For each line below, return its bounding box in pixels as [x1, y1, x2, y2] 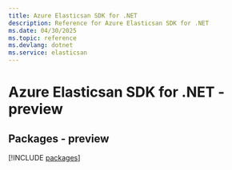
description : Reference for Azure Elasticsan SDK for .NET [8, 19, 210, 27]
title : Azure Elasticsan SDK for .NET [8, 11, 138, 20]
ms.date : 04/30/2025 [8, 26, 78, 34]
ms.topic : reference [8, 34, 78, 42]
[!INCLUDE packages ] [8, 153, 81, 162]
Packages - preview [8, 132, 110, 145]
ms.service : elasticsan [8, 49, 88, 57]
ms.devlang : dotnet [8, 42, 74, 49]
